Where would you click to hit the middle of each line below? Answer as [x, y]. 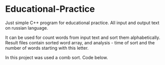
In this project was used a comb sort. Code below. [57, 57]
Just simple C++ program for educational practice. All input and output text [82, 23]
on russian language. [27, 28]
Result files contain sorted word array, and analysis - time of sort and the [80, 42]
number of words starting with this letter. [47, 48]
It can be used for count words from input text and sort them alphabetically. [83, 37]
